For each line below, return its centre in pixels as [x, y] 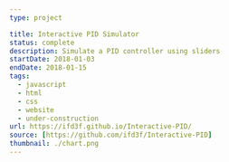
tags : [19, 76]
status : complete [42, 43]
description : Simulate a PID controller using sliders [115, 51]
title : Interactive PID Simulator [75, 34]
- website [36, 110]
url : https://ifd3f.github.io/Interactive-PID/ [101, 127]
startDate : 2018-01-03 [52, 60]
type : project [36, 18]
